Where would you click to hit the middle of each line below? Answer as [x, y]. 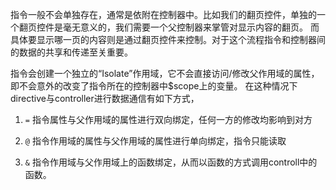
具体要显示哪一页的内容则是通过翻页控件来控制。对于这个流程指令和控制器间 [168, 39]
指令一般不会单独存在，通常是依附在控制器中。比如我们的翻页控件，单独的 [163, 14]
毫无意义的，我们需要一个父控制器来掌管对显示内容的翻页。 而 [191, 27]
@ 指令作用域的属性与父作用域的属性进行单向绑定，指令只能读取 [155, 141]
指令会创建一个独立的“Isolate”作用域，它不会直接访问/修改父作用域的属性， [165, 73]
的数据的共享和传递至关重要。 [71, 52]
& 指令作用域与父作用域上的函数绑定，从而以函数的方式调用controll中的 [171, 162]
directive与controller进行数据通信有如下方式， [105, 98]
